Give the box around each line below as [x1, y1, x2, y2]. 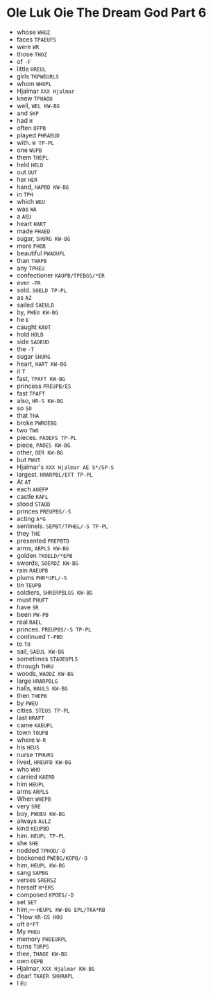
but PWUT [16, 455, 41, 464]
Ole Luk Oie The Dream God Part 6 [6, 5, 207, 21]
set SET [16, 897, 37, 906]
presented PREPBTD [16, 536, 70, 545]
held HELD [16, 160, 44, 169]
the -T [16, 345, 35, 353]
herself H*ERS [16, 883, 55, 891]
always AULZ [16, 817, 51, 825]
